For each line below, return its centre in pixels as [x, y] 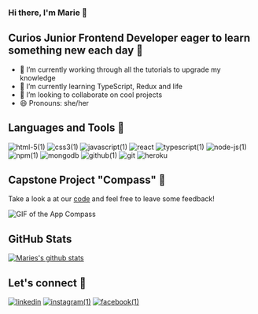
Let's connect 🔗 [47, 283]
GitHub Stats [40, 239]
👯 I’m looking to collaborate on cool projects [91, 95]
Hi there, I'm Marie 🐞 [48, 13]
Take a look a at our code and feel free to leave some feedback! [111, 199]
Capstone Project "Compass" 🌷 [87, 179]
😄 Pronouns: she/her [54, 103]
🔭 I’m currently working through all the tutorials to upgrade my [120, 69]
